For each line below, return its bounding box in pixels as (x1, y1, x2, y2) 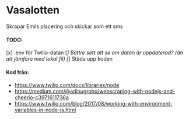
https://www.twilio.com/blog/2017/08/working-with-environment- (14, 100, 173, 107)
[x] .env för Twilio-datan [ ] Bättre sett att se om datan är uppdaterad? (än (6, 49, 184, 56)
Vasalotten (6, 3, 60, 17)
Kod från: (6, 68, 29, 76)
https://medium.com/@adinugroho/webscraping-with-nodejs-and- (14, 88, 176, 95)
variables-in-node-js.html (14, 106, 76, 114)
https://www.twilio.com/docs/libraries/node (14, 82, 120, 89)
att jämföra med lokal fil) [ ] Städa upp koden (6, 55, 113, 62)
